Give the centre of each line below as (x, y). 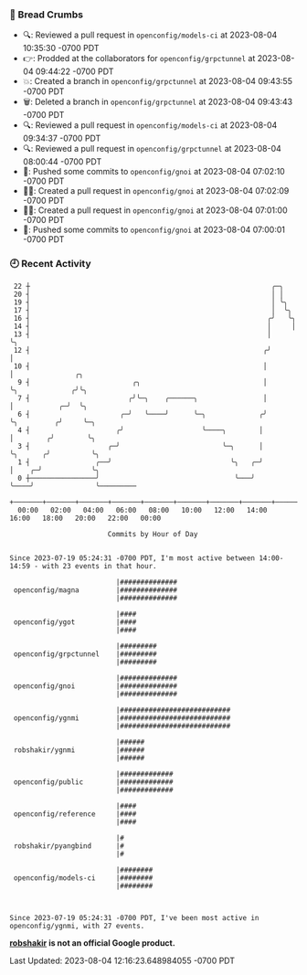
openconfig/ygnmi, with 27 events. (77, 926)
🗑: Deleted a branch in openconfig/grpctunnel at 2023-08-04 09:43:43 (158, 102)
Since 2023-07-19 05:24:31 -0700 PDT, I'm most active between (132, 558)
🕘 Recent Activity (50, 264)
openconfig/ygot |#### (75, 622)
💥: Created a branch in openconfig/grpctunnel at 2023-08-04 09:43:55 (157, 81)
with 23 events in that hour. (100, 566)
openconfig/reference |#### (75, 814)
